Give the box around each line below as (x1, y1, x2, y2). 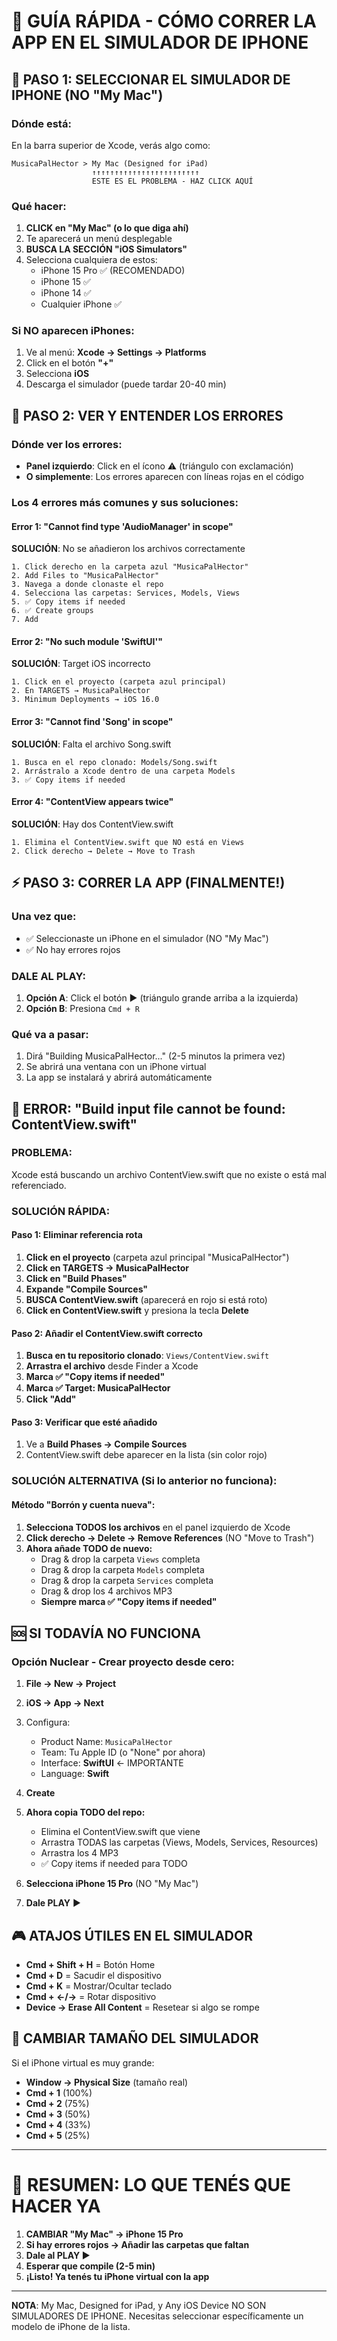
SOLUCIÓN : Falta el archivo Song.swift (11, 738, 172, 750)
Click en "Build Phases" (25, 1272, 128, 1284)
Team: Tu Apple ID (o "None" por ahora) (40, 1746, 206, 1759)
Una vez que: (11, 910, 77, 924)
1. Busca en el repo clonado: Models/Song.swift (11, 757, 218, 767)
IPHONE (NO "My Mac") (11, 86, 164, 104)
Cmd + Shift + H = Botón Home (25, 1959, 156, 1971)
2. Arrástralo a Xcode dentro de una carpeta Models (11, 766, 236, 776)
